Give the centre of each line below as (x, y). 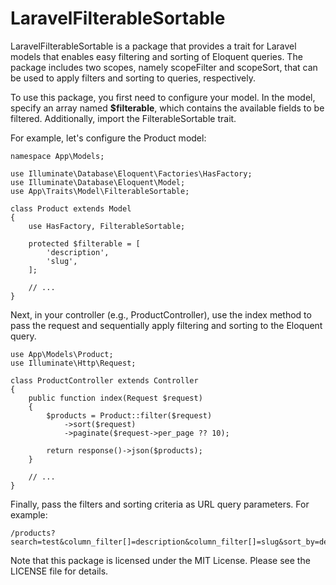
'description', (78, 252)
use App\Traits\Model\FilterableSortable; (100, 191)
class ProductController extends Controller (104, 380)
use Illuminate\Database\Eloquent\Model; (98, 182)
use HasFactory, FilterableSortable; (107, 226)
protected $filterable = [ (84, 243)
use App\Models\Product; (62, 354)
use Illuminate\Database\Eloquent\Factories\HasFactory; (131, 173)
